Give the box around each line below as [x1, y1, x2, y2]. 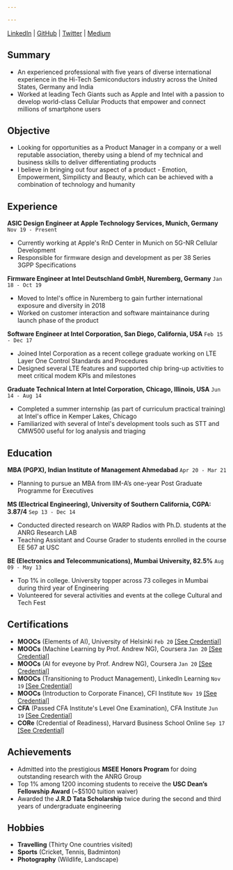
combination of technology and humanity [17, 181, 136, 189]
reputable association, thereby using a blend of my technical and [17, 151, 204, 159]
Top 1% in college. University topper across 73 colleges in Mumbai [17, 577, 209, 584]
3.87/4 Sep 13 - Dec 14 [7, 507, 76, 516]
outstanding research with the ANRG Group [17, 772, 142, 781]
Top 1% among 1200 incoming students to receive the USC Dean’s [17, 779, 208, 788]
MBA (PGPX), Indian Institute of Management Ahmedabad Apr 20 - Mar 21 [7, 466, 227, 474]
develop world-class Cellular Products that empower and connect [17, 97, 206, 105]
